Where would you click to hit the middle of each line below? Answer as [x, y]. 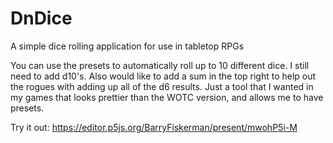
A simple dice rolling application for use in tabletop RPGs [127, 46]
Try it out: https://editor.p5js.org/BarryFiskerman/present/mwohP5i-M [154, 127]
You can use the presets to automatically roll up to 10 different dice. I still [160, 65]
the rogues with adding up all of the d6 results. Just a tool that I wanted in [162, 86]
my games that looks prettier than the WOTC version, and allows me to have [167, 97]
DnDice [41, 18]
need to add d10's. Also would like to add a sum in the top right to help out [163, 76]
